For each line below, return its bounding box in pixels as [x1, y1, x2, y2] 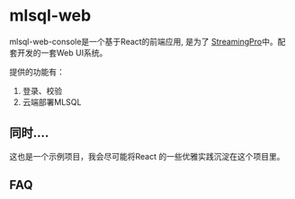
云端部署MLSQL [22, 96, 82, 108]
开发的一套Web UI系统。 [16, 47, 108, 58]
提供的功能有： [9, 66, 65, 77]
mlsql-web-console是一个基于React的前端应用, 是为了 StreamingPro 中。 [9, 36, 278, 47]
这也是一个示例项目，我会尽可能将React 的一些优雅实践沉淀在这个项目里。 [9, 151, 285, 161]
